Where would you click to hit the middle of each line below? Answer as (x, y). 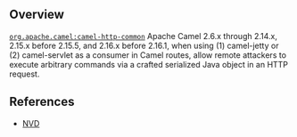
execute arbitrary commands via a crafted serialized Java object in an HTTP (148, 64)
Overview (37, 15)
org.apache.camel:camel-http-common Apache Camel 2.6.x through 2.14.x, (144, 36)
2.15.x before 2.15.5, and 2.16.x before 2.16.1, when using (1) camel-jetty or (144, 45)
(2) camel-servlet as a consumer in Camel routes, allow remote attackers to (148, 55)
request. (25, 74)
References (42, 102)
